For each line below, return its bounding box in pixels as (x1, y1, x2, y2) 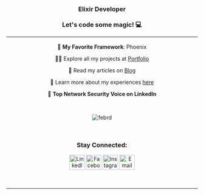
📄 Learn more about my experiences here (50, 78, 154, 86)
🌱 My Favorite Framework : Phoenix (57, 43, 147, 50)
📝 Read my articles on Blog (68, 66, 136, 74)
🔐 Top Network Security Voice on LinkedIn (47, 90, 157, 97)
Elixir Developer (78, 5, 126, 13)
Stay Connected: (76, 140, 127, 149)
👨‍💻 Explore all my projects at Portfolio (55, 55, 149, 62)
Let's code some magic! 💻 (62, 20, 142, 29)
